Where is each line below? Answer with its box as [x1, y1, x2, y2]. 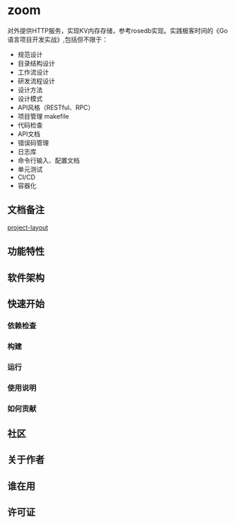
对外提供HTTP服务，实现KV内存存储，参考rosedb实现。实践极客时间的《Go [7, 26, 228, 35]
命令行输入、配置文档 [17, 156, 80, 165]
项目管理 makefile [17, 112, 69, 120]
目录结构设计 [17, 59, 55, 67]
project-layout [7, 223, 49, 232]
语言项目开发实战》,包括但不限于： [7, 35, 109, 44]
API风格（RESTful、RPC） [17, 103, 95, 112]
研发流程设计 [17, 76, 55, 85]
